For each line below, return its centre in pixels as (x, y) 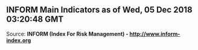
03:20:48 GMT (35, 20)
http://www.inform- (155, 34)
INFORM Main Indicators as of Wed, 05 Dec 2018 (99, 10)
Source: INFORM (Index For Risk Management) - (67, 34)
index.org (19, 40)
